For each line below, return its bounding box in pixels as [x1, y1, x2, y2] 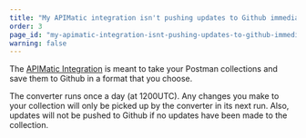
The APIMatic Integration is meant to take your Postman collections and [9, 64, 278, 74]
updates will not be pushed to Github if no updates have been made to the [9, 110, 288, 121]
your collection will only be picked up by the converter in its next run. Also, [9, 101, 290, 112]
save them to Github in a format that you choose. [9, 74, 193, 84]
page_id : [9, 30, 43, 39]
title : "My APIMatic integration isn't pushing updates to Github [9, 13, 267, 23]
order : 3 [9, 22, 43, 31]
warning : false [9, 38, 67, 48]
